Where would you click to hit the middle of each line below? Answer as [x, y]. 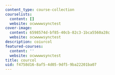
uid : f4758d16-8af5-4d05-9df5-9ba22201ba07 [51, 65]
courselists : [19, 14]
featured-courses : [24, 46]
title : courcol [21, 60]
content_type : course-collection [40, 10]
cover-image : [19, 28]
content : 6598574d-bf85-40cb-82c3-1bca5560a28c [60, 33]
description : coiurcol [29, 42]
